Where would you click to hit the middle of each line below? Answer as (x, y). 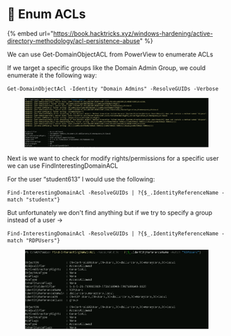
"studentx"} (43, 200)
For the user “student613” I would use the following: (81, 179)
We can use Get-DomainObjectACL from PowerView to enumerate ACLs (110, 54)
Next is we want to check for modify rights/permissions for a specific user (113, 158)
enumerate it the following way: (52, 75)
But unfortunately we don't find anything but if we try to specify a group (110, 212)
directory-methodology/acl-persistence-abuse (74, 40)
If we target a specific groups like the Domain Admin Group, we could (106, 67)
